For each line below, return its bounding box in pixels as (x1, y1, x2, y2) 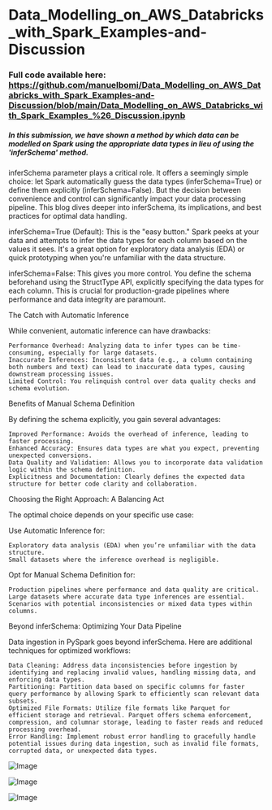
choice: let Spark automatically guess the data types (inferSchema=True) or (8, 176, 262, 186)
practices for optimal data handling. (8, 211, 127, 221)
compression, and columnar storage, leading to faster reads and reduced (8, 718, 264, 727)
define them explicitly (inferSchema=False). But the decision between (8, 185, 242, 195)
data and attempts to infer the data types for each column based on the (8, 236, 248, 246)
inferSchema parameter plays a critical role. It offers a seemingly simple (8, 168, 249, 178)
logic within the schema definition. (8, 466, 136, 474)
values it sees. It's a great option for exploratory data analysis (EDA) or (8, 244, 245, 254)
